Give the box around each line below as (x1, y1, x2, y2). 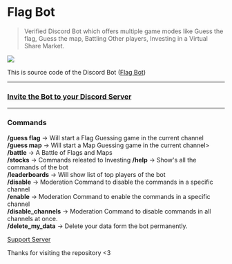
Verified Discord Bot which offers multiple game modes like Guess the (23, 27, 224, 35)
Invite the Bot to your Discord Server (7, 91, 132, 101)
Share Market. (23, 41, 65, 50)
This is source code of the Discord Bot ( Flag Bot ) (7, 68, 146, 76)
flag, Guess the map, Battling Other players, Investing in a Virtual (23, 34, 209, 42)
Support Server (7, 235, 51, 243)
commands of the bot (7, 163, 68, 171)
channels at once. (7, 214, 58, 223)
